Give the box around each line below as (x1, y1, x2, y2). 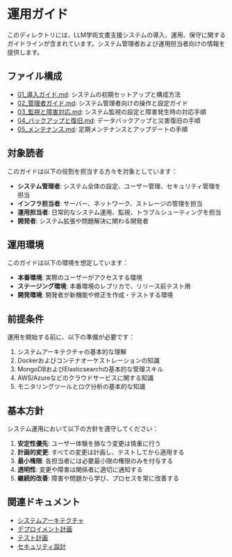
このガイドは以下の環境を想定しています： (7, 259, 129, 267)
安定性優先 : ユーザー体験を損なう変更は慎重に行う (17, 439, 161, 447)
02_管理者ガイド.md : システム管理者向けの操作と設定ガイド (17, 99, 188, 107)
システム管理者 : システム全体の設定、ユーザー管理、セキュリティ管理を (17, 181, 221, 190)
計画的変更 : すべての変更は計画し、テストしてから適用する (17, 448, 185, 456)
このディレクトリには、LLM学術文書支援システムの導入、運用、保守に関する (7, 31, 226, 39)
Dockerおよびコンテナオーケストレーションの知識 (17, 356, 160, 365)
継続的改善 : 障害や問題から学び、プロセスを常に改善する (17, 474, 179, 482)
